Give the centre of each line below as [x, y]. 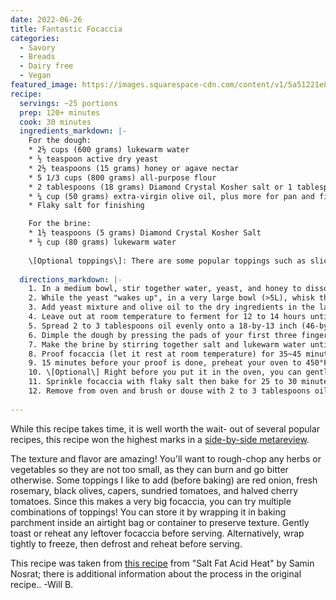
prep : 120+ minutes [60, 112]
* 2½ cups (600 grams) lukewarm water [109, 150]
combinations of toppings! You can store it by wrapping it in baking [148, 512]
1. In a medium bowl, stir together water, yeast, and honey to [165, 289]
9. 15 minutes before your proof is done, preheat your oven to [165, 363]
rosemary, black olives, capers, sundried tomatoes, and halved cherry [154, 490]
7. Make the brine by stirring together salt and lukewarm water [167, 344]
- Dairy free [46, 66]
